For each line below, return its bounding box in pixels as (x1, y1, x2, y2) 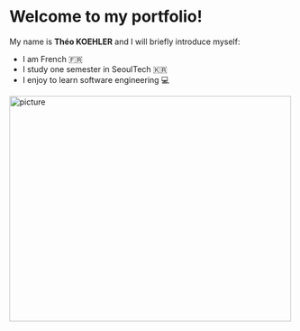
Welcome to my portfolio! (9, 6, 203, 27)
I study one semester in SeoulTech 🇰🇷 (22, 63, 168, 74)
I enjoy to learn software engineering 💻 (22, 74, 169, 85)
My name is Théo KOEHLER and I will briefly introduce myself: (9, 36, 241, 47)
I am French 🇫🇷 (22, 53, 83, 64)
